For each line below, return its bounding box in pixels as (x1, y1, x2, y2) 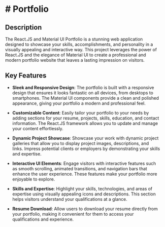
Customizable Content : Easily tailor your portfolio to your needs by (12, 110, 149, 115)
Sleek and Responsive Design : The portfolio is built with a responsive (12, 84, 154, 90)
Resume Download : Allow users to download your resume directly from (12, 206, 158, 212)
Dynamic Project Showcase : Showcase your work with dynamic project (12, 135, 159, 141)
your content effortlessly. (12, 125, 64, 131)
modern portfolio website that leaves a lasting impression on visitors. (5, 57, 145, 63)
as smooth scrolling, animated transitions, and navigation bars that (12, 165, 147, 171)
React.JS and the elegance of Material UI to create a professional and (5, 52, 146, 58)
